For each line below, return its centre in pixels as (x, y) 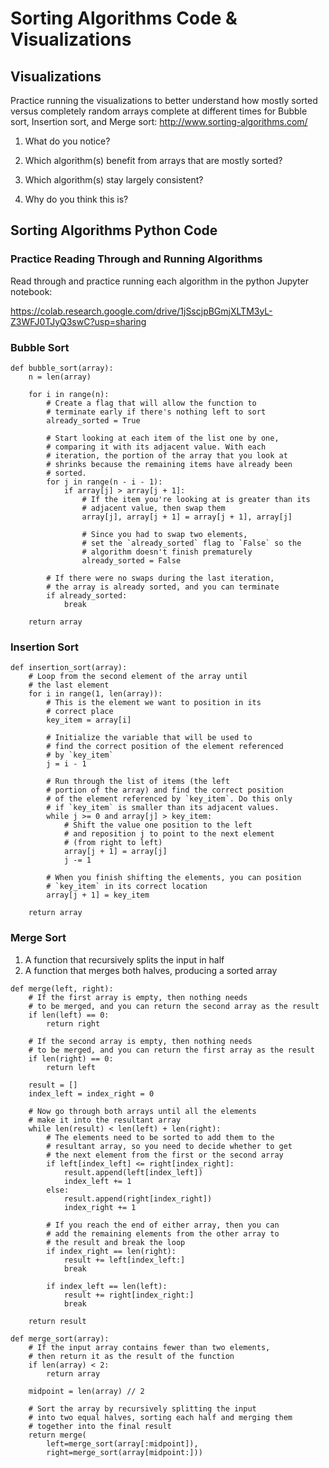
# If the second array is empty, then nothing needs (140, 1041)
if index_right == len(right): (111, 1251)
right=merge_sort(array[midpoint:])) (124, 1452)
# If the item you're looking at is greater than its (196, 499)
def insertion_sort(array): (69, 668)
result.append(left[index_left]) (133, 1172)
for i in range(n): (69, 394)
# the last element (69, 685)
